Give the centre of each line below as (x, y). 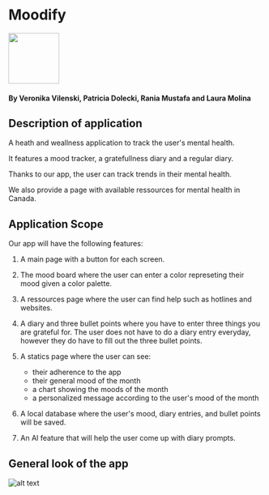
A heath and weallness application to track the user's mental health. (122, 143)
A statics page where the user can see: (85, 356)
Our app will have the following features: (76, 244)
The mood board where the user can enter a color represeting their (132, 275)
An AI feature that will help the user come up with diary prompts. (128, 438)
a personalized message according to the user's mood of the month (145, 398)
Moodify (37, 15)
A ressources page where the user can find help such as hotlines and (136, 299)
